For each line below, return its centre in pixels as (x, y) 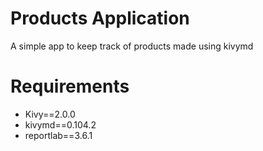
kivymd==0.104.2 (60, 124)
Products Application (100, 18)
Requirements (70, 86)
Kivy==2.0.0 (50, 114)
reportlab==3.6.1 (58, 135)
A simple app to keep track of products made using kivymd (132, 46)
